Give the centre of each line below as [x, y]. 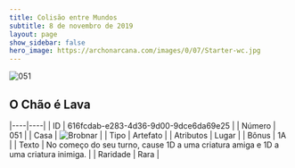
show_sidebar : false [48, 42]
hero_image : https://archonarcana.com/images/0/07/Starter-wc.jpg [135, 51]
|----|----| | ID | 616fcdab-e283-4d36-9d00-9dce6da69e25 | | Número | [143, 125]
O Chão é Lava [50, 104]
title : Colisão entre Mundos [63, 17]
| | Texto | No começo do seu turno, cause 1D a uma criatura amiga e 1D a [144, 145]
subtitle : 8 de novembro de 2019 [71, 26]
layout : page [33, 34]
